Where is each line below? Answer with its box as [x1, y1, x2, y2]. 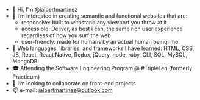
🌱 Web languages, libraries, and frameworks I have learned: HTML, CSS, [12, 45, 195, 52]
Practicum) [12, 73, 40, 80]
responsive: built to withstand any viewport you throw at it [21, 19, 167, 26]
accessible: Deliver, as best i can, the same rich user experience [21, 25, 183, 32]
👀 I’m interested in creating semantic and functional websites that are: [12, 12, 188, 20]
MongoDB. [12, 58, 40, 65]
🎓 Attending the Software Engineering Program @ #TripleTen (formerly [12, 65, 193, 71]
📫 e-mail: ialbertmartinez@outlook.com [12, 87, 113, 94]
